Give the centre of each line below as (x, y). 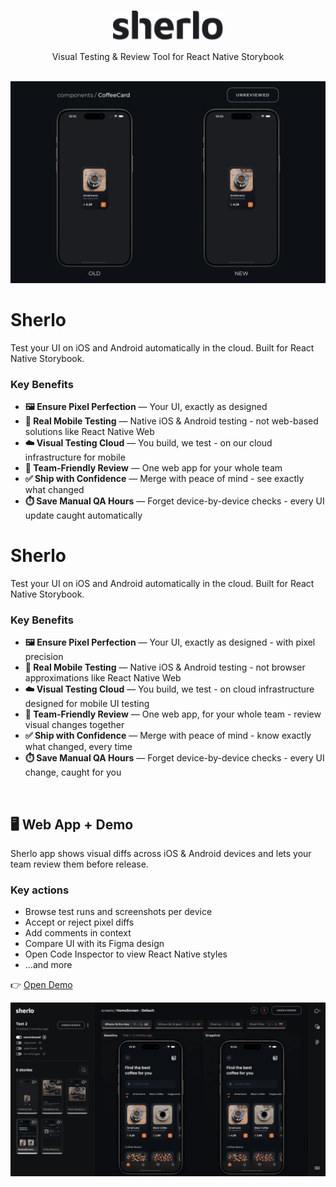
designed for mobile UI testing (87, 704)
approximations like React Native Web (103, 678)
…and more (48, 965)
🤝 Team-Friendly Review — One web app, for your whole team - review (173, 714)
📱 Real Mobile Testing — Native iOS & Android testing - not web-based (171, 421)
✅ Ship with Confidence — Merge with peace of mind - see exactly (164, 479)
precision (44, 657)
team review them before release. (79, 864)
